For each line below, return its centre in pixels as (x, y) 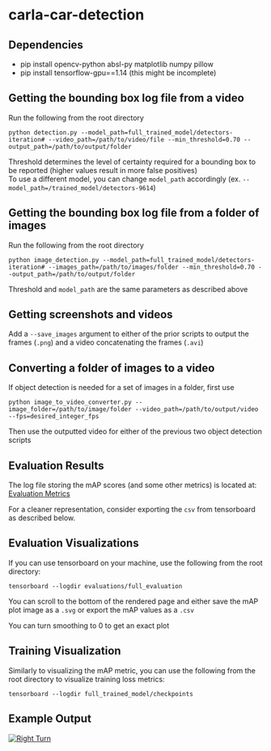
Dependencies (46, 45)
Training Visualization (65, 651)
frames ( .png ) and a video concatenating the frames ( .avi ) (106, 342)
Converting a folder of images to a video (112, 368)
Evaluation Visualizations (74, 543)
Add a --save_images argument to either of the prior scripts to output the (129, 334)
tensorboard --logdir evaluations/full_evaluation (95, 586)
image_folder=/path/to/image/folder (70, 409)
